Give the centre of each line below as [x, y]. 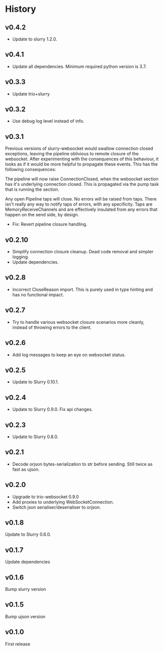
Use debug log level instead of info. [48, 121]
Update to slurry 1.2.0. [35, 39]
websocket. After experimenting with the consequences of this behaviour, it [82, 159]
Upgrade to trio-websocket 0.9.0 [46, 497]
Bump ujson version [25, 617]
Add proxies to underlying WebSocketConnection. [63, 502]
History [21, 9]
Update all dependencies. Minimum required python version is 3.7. [79, 66]
